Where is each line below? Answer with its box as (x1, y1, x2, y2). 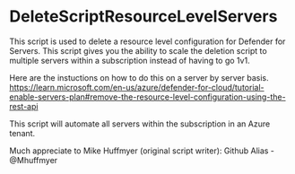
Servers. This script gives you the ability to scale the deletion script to (9, 45, 267, 56)
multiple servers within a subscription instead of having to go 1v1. (9, 55, 250, 65)
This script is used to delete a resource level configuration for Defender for (9, 36, 286, 47)
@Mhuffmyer (9, 154, 58, 165)
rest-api (9, 100, 39, 111)
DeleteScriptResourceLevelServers (9, 6, 278, 27)
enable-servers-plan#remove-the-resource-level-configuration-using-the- (9, 91, 286, 102)
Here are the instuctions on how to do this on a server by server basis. (9, 72, 269, 83)
